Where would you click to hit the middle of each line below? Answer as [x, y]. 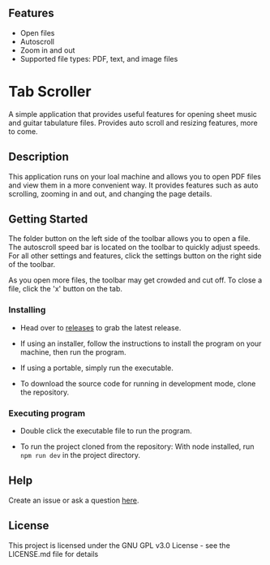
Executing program [47, 413]
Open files [37, 32]
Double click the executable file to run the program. [106, 430]
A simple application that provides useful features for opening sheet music [133, 114]
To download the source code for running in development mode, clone [138, 383]
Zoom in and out [47, 50]
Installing [27, 310]
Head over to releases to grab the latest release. [101, 327]
